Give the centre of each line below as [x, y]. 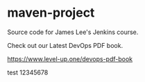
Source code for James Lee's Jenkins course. [73, 32]
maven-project [51, 13]
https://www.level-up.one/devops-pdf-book [70, 59]
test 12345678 [28, 72]
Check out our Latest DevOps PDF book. [65, 45]
